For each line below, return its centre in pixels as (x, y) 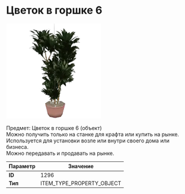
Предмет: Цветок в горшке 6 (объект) (54, 128)
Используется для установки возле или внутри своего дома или (88, 141)
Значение (81, 166)
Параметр (22, 166)
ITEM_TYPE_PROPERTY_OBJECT (81, 183)
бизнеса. (17, 147)
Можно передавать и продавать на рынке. (60, 153)
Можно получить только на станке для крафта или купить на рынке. (93, 134)
